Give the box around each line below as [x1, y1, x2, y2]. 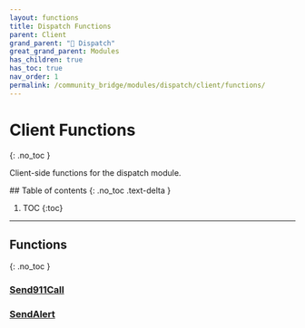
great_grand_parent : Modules [9, 47, 120, 56]
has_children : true [9, 55, 84, 64]
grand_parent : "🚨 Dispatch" [9, 38, 116, 48]
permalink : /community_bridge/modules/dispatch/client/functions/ [9, 81, 266, 90]
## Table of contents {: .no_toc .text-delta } [9, 185, 171, 196]
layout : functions [9, 13, 79, 23]
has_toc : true [9, 64, 64, 73]
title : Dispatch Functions [9, 22, 112, 31]
